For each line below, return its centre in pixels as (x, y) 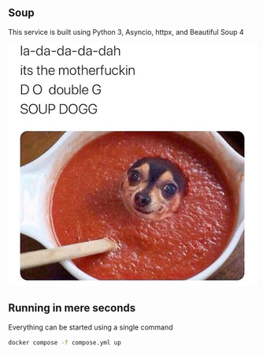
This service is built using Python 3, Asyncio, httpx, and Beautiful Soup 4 (126, 32)
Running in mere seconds (72, 308)
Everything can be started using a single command (91, 327)
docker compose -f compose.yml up (65, 342)
